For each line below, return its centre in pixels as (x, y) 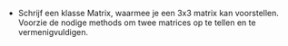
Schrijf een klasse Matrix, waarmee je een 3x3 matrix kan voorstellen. (149, 13)
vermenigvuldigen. (53, 32)
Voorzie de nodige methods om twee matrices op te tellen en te (137, 23)
